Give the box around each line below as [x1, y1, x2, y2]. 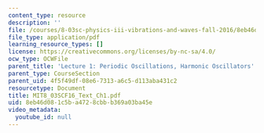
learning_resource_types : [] [8, 41, 104, 49]
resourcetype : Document [8, 84, 86, 92]
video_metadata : [8, 106, 61, 114]
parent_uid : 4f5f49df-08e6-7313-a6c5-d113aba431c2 [8, 77, 178, 84]
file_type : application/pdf [8, 33, 101, 41]
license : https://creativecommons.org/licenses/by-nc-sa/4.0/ [8, 48, 216, 56]
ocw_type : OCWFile [8, 56, 68, 63]
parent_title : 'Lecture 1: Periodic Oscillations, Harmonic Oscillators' [8, 63, 255, 70]
